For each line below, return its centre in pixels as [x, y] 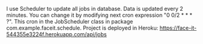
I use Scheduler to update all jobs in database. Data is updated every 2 [95, 9]
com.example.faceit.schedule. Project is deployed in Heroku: [82, 28]
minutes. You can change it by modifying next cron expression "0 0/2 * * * [99, 15]
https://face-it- [178, 28]
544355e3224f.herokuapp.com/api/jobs [57, 34]
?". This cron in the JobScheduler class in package [70, 21]
